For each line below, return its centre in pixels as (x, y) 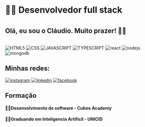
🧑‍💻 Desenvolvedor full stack (64, 10)
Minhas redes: (27, 69)
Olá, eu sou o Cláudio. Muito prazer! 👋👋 (66, 31)
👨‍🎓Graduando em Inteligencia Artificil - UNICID (54, 119)
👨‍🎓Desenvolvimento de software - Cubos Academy (58, 108)
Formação (21, 95)
